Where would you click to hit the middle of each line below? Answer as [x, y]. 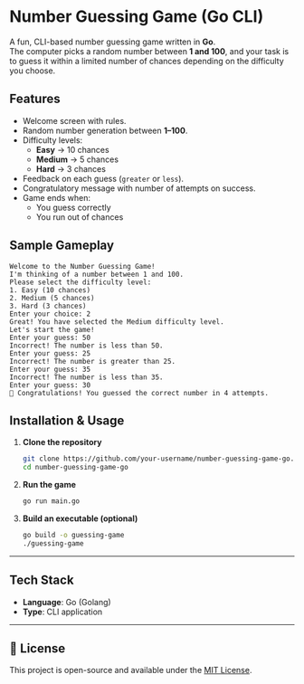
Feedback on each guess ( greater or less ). [103, 178]
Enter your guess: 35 [50, 369]
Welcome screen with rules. [74, 120]
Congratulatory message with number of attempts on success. [139, 188]
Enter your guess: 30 [50, 385]
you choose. [33, 71]
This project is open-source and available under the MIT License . [131, 670]
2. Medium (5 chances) [52, 298]
